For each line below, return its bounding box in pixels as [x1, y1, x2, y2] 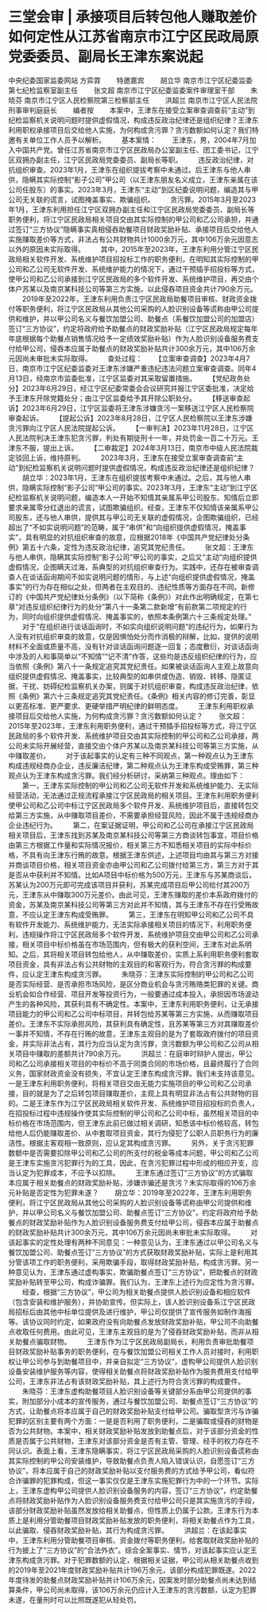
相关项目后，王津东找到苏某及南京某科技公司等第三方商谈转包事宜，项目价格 [8, 830, 259, 840]
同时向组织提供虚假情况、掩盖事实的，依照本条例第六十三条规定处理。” [21, 612, 252, 621]
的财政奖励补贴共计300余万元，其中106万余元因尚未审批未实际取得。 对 [8, 1227, 258, 1237]
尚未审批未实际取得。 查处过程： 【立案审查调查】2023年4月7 [21, 354, 250, 363]
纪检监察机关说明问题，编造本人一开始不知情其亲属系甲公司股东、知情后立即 [8, 493, 259, 502]
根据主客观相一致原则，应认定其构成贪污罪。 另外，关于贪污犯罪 [29, 1138, 254, 1147]
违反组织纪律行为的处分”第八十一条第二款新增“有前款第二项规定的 [25, 601, 241, 611]
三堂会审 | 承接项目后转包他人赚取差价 [8, 8, 257, 26]
